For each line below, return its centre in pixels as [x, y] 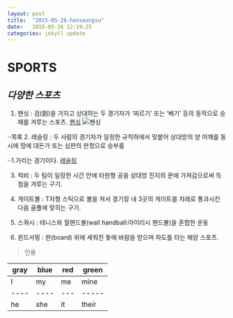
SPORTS [32, 68]
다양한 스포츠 [34, 95]
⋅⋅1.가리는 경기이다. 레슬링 [42, 161]
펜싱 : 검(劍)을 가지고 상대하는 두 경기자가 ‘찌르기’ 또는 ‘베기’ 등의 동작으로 [118, 113]
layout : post [26, 14]
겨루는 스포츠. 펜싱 [56, 122]
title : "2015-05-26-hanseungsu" [56, 20]
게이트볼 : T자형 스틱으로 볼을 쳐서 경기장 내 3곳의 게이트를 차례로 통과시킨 [119, 199]
